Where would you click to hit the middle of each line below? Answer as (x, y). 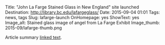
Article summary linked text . (33, 37)
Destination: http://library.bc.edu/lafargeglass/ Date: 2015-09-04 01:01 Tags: (82, 12)
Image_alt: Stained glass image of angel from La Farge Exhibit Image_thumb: (82, 22)
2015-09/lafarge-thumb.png (34, 28)
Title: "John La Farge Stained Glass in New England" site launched (72, 7)
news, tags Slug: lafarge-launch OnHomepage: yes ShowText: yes (72, 17)
